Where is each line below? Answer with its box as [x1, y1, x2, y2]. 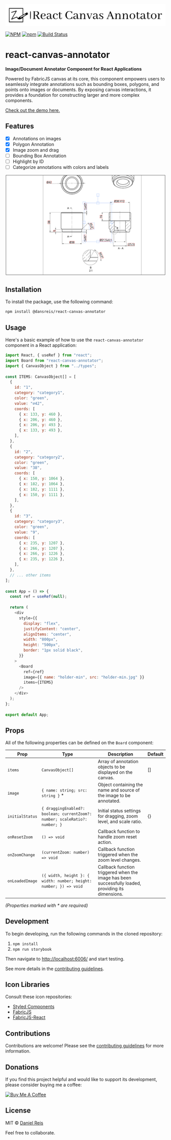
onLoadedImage [7, 879, 38, 884]
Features [5, 122, 34, 131]
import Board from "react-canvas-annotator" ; [5, 358, 103, 363]
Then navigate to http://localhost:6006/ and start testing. [5, 955, 125, 962]
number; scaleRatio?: [41, 816, 88, 822]
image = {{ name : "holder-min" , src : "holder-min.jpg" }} [23, 675, 145, 680]
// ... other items [10, 572, 51, 578]
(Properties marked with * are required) [5, 902, 88, 909]
